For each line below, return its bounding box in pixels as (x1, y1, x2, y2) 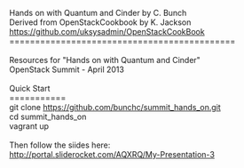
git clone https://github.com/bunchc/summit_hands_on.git (9, 102, 222, 112)
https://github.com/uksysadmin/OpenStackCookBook (9, 27, 206, 36)
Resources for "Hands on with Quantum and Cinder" (9, 55, 201, 65)
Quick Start (9, 84, 51, 93)
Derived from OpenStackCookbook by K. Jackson (9, 17, 192, 28)
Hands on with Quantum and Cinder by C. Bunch (9, 8, 187, 18)
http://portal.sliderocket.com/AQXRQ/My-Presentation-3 (9, 149, 216, 159)
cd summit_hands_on (9, 111, 87, 122)
